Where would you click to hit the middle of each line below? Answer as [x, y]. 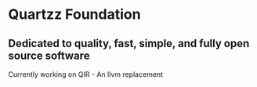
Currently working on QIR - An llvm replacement [85, 74]
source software [49, 55]
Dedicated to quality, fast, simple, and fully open [129, 43]
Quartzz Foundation [74, 14]
